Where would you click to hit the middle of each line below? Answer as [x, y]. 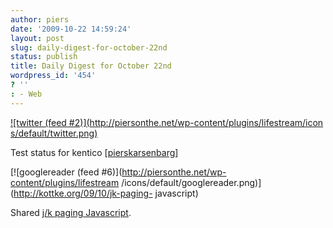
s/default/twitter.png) [54, 133]
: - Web [26, 94]
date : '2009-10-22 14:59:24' [71, 29]
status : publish [44, 57]
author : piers [40, 19]
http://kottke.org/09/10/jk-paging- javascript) [106, 193]
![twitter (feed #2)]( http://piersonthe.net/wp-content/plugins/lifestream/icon [167, 122]
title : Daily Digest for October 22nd [91, 66]
